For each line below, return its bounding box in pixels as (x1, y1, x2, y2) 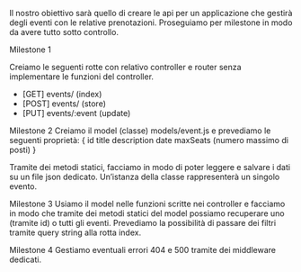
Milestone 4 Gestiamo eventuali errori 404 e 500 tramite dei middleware (9, 245, 277, 255)
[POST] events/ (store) (22, 98, 106, 109)
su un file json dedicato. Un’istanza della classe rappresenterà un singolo (9, 171, 280, 182)
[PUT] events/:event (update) (22, 108, 131, 118)
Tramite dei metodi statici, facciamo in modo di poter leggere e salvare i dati (9, 162, 290, 172)
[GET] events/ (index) (22, 89, 102, 99)
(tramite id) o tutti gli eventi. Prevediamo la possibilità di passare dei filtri (9, 218, 277, 228)
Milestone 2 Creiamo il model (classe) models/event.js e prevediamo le (9, 125, 271, 136)
